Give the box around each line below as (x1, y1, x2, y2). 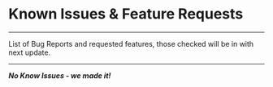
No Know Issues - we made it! (8, 70, 111, 81)
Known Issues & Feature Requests (8, 5, 244, 23)
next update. (8, 48, 51, 57)
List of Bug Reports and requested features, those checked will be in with (8, 39, 254, 48)
